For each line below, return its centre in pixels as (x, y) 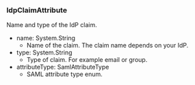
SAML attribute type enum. (65, 74)
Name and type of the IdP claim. (52, 25)
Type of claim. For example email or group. (87, 60)
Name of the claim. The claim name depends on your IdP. (107, 46)
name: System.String (46, 38)
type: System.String (44, 52)
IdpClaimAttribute (37, 10)
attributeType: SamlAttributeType (63, 67)
